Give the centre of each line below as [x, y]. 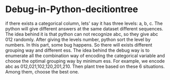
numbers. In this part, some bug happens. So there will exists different [79, 45]
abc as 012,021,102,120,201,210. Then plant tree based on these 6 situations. [85, 66]
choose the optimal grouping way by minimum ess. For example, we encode [85, 61]
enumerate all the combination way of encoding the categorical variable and [85, 55]
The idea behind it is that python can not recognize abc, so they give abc [82, 34]
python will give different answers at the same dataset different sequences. [84, 28]
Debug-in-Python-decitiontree [72, 9]
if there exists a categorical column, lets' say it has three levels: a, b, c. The [84, 23]
